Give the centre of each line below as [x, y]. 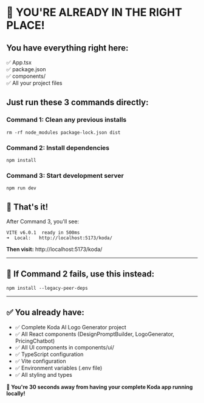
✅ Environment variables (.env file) [59, 368]
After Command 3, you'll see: [43, 222]
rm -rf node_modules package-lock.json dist [63, 132]
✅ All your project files [34, 83]
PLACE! [25, 25]
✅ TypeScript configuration [49, 354]
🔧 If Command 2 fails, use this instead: [80, 274]
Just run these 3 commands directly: [77, 103]
